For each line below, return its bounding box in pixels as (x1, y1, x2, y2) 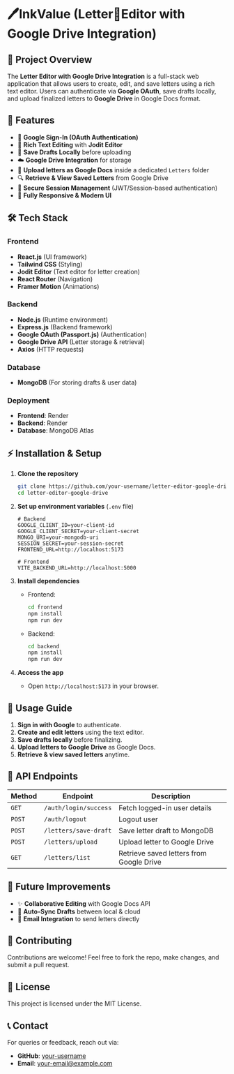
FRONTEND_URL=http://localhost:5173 (17, 546, 124, 553)
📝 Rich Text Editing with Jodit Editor (17, 140, 123, 149)
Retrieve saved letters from (118, 848, 207, 858)
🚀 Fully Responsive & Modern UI (17, 191, 112, 200)
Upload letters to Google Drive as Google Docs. (17, 743, 156, 752)
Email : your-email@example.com (17, 1059, 113, 1068)
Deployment (7, 396, 50, 405)
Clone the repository (17, 470, 79, 478)
